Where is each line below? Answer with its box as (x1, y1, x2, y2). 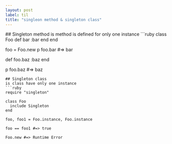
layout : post (5, 7, 33, 13)
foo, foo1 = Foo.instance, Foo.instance (5, 117, 93, 122)
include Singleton (10, 103, 50, 109)
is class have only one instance (5, 81, 77, 86)
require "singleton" (5, 90, 50, 95)
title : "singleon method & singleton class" (5, 17, 102, 22)
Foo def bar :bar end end (5, 37, 58, 43)
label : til (5, 12, 29, 17)
